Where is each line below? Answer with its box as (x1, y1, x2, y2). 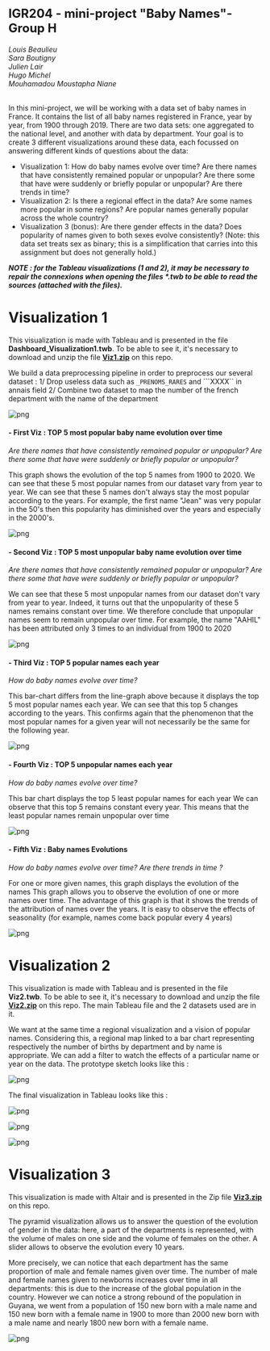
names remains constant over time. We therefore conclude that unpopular (8, 606, 254, 616)
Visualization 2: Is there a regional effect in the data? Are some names (19, 195, 252, 205)
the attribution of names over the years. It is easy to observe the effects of (8, 904, 255, 913)
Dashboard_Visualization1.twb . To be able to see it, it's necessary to (8, 343, 239, 353)
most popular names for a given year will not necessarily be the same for (8, 717, 251, 727)
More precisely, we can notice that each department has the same (8, 1257, 229, 1267)
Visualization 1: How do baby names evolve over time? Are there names (19, 162, 257, 171)
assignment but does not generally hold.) (19, 247, 157, 257)
